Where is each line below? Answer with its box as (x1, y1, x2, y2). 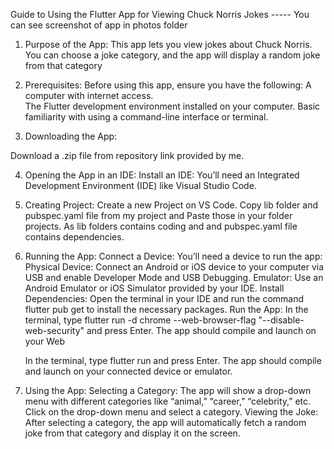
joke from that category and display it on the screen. (24, 427, 241, 439)
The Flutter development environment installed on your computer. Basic (24, 100, 321, 112)
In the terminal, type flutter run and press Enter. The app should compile (24, 355, 322, 366)
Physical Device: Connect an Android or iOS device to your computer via (24, 261, 325, 273)
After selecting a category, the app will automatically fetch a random (24, 417, 307, 428)
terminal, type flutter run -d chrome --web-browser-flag (24, 314, 257, 326)
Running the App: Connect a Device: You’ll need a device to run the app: (24, 250, 323, 262)
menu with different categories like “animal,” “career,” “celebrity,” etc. (24, 395, 312, 407)
